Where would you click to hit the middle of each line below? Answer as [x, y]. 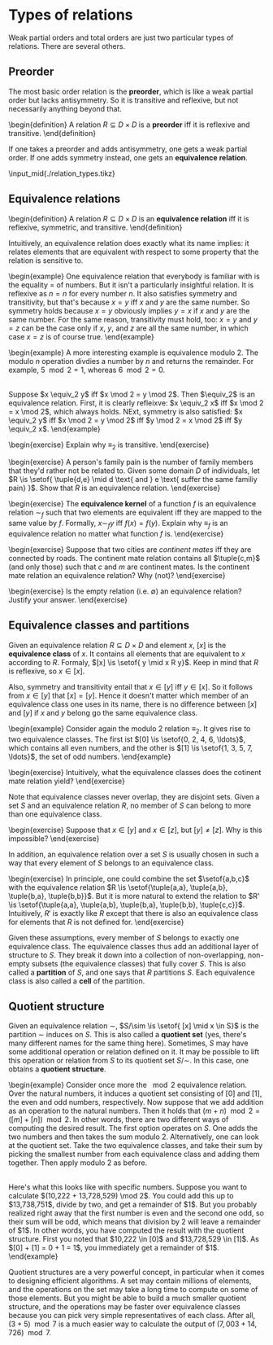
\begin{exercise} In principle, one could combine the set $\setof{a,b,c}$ [129, 878]
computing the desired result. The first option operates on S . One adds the [133, 1128]
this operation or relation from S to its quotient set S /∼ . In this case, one [129, 1061]
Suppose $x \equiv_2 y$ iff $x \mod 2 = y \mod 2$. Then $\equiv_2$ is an [132, 394]
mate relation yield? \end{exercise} [67, 781]
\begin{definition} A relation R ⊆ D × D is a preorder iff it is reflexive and [129, 125]
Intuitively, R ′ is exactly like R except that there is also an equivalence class [133, 913]
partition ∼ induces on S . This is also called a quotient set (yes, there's [128, 1035]
